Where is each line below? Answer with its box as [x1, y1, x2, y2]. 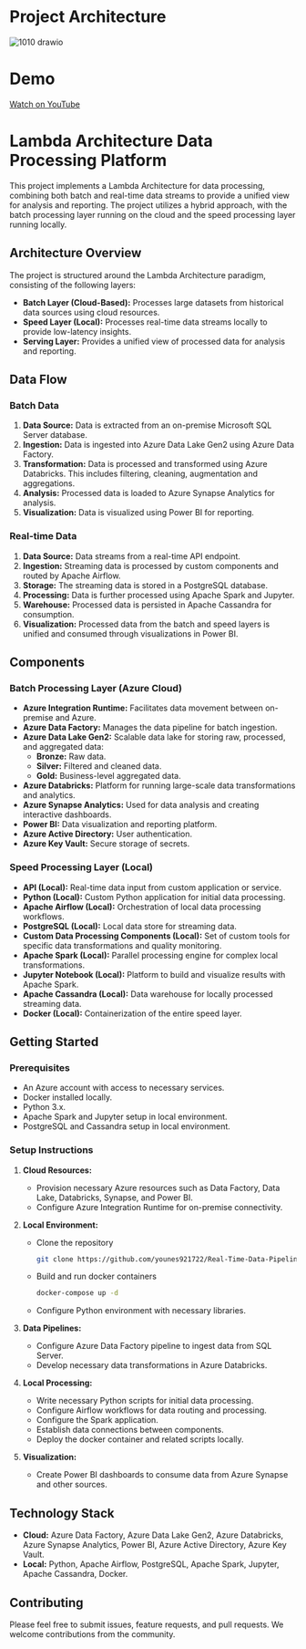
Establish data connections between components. [36, 1425, 225, 1436]
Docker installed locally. [22, 1092, 112, 1103]
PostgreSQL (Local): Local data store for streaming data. [22, 920, 237, 931]
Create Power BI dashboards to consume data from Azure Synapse [36, 1469, 289, 1480]
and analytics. [22, 790, 76, 801]
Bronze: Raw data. [36, 751, 107, 762]
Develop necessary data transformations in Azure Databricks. [36, 1360, 268, 1371]
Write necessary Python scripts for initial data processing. [36, 1395, 254, 1406]
